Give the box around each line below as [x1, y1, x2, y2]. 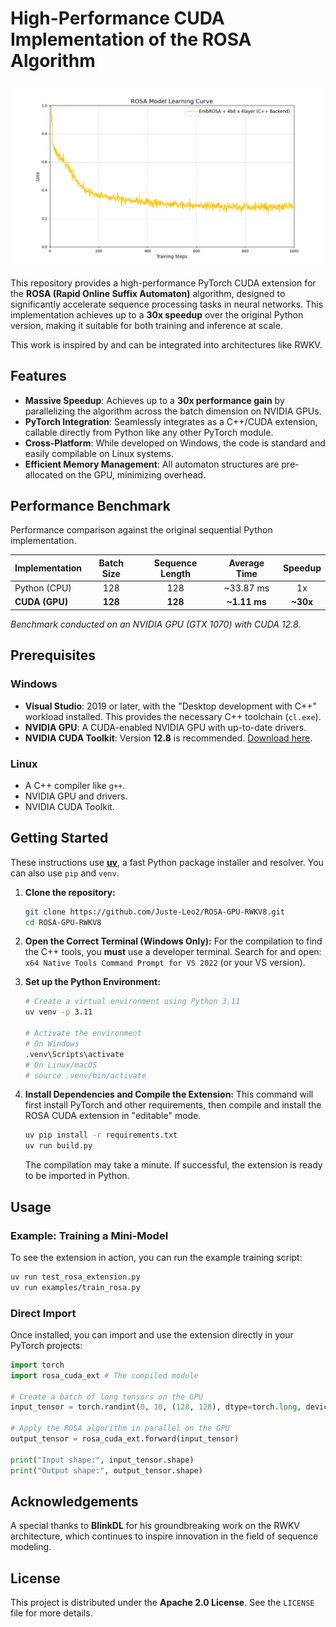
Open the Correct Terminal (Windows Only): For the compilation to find [24, 935, 323, 947]
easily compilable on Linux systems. [24, 447, 174, 459]
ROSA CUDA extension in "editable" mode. [24, 1110, 202, 1122]
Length [160, 567, 191, 579]
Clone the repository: [24, 886, 116, 898]
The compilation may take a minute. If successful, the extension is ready [24, 1159, 323, 1171]
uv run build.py [24, 1141, 93, 1151]
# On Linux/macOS [24, 1060, 98, 1070]
